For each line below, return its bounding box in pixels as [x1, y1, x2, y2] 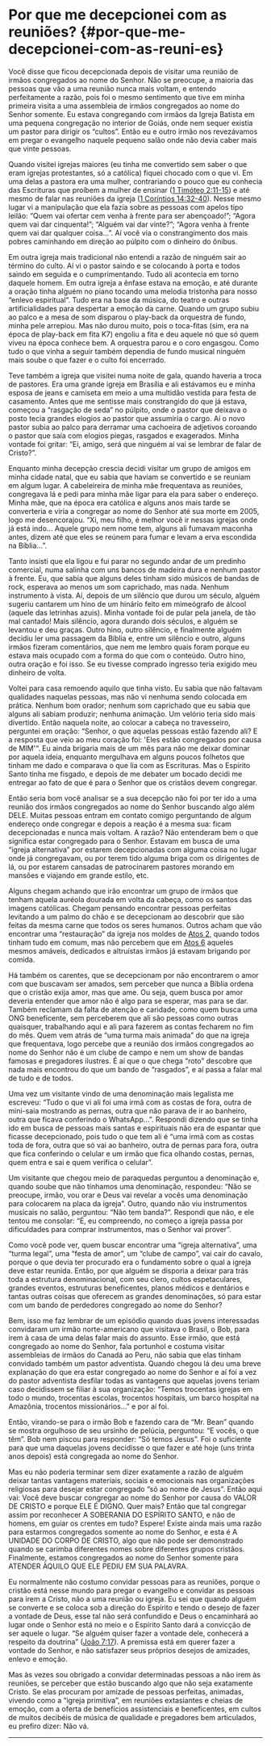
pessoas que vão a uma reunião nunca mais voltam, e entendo [8, 83, 216, 94]
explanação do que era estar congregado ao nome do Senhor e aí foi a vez [8, 1367, 257, 1376]
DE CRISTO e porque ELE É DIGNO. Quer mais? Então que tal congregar [8, 1501, 247, 1510]
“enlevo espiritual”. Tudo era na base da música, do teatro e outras [8, 294, 230, 304]
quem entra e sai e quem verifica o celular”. [8, 1157, 153, 1167]
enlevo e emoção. [8, 1654, 68, 1664]
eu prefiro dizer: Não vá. [8, 1721, 90, 1731]
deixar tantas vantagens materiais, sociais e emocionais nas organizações [8, 1475, 256, 1485]
